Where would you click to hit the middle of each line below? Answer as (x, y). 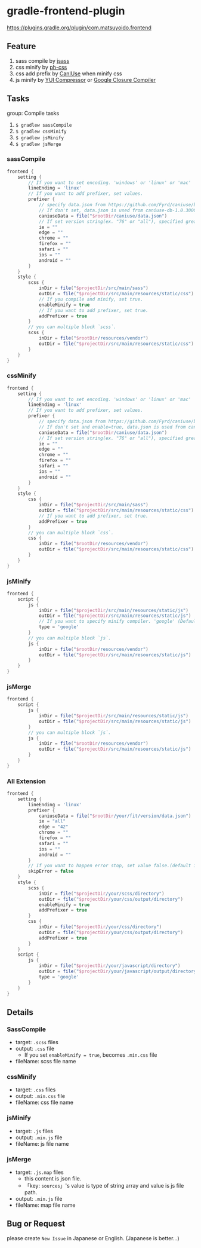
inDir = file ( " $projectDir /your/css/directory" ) (100, 927)
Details (20, 1012)
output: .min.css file (40, 1096)
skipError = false (51, 871)
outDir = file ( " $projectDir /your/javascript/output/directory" (119, 972)
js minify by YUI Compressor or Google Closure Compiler (86, 79)
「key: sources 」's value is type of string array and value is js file (104, 1186)
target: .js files (34, 1131)
